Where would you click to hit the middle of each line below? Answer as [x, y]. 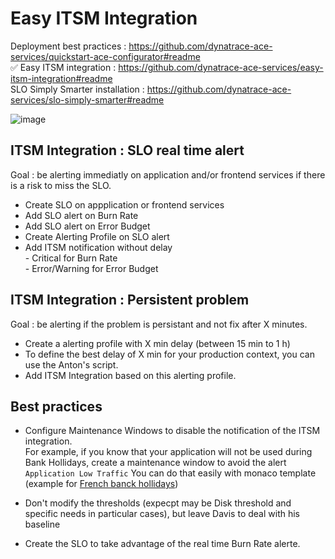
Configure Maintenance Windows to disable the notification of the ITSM [172, 431]
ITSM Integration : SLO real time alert [127, 150]
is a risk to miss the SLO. [61, 185]
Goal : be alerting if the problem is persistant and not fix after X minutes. [159, 324]
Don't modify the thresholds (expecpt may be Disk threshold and [158, 503]
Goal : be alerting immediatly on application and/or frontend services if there [168, 174]
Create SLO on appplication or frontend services [124, 204]
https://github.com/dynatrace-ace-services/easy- [221, 67]
